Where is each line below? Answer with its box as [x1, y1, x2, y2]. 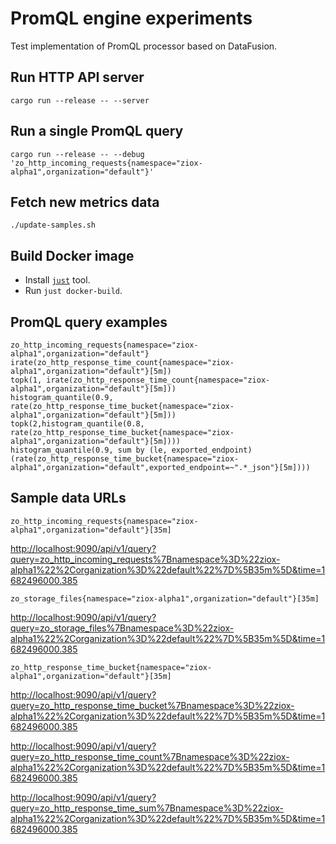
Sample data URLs [10, 490, 127, 507]
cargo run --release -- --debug [10, 149, 145, 159]
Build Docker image [10, 247, 135, 264]
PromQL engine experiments [10, 7, 253, 30]
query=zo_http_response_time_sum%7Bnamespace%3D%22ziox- [10, 802, 285, 814]
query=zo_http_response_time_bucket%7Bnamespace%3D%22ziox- [10, 699, 295, 711]
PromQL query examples [10, 313, 168, 331]
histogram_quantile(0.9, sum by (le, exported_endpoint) [10, 445, 253, 455]
